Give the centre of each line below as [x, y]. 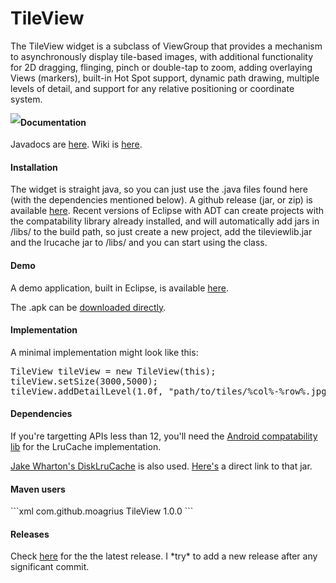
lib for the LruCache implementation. [86, 446]
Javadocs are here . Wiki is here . [76, 144]
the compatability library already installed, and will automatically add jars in [165, 221]
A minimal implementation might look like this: [104, 352]
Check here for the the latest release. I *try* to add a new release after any [164, 556]
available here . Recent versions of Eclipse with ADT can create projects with [167, 211]
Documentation [53, 122]
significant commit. [50, 567]
